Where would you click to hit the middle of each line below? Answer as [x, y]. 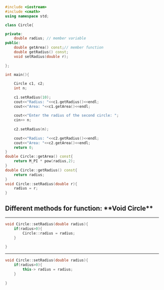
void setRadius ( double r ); [41, 56]
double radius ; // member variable [50, 38]
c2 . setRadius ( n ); [31, 129]
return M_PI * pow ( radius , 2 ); [45, 161]
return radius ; [29, 175]
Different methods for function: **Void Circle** [79, 208]
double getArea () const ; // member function [59, 48]
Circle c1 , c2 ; [29, 84]
